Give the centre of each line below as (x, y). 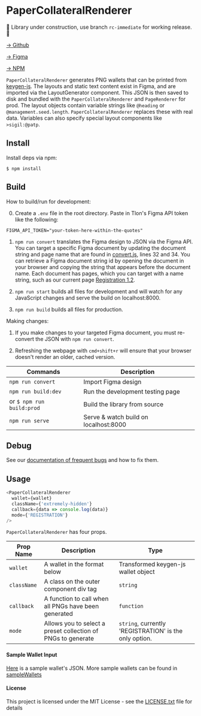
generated (59, 614)
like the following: (36, 219)
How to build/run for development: (48, 201)
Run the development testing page (132, 391)
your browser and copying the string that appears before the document (103, 267)
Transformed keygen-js (152, 564)
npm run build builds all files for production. (69, 309)
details (14, 708)
